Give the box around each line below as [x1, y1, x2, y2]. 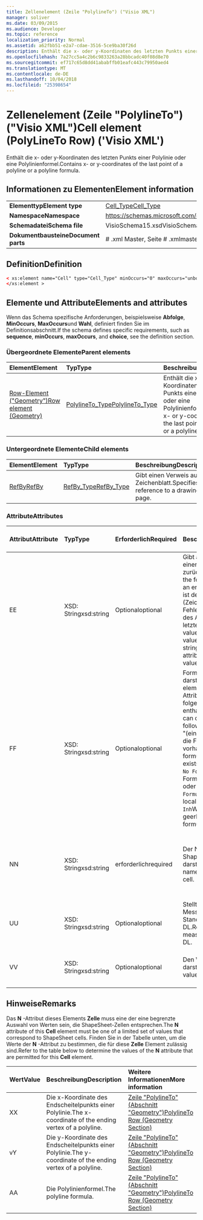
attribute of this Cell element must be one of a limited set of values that [6, 1027, 183, 1035]
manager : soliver [6, 15, 50, 21]
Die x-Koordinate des [46, 1093, 108, 1101]
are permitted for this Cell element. [6, 1053, 94, 1060]
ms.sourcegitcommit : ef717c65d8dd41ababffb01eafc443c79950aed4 [6, 59, 169, 65]
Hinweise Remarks [6, 998, 77, 1009]
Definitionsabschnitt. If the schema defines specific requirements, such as [6, 326, 190, 334]
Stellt [182, 900, 198, 909]
